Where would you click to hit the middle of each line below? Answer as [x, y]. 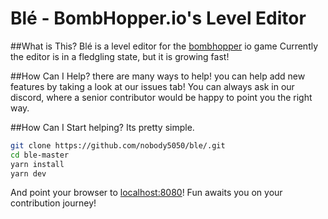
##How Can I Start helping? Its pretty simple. [102, 127]
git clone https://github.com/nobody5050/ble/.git [118, 145]
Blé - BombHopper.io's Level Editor [158, 18]
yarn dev [28, 173]
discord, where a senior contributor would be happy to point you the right [161, 97]
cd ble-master [40, 155]
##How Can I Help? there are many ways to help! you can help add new [158, 76]
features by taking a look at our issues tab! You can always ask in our [152, 86]
